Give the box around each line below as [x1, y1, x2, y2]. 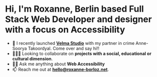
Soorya [12, 45, 27, 51]
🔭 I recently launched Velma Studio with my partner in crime [12, 40, 135, 46]
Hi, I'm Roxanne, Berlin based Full [5, 3, 144, 15]
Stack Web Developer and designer [5, 14, 152, 25]
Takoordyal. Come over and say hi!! [27, 45, 100, 51]
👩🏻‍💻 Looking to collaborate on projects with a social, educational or [12, 50, 152, 57]
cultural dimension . [12, 56, 53, 61]
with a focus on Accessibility [5, 24, 125, 35]
